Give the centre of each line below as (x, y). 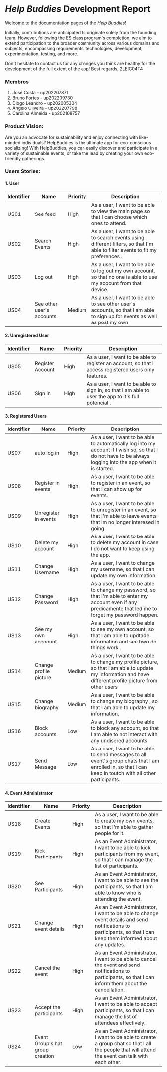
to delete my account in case (125, 542)
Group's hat (48, 1044)
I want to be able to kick (123, 848)
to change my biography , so (125, 701)
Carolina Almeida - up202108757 (46, 113)
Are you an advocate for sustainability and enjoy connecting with (72, 137)
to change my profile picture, (125, 662)
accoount (46, 642)
